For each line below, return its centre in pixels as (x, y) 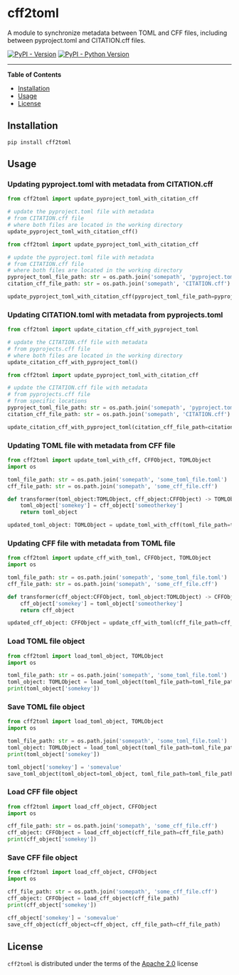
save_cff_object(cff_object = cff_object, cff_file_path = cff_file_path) (114, 925)
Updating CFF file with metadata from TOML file (91, 543)
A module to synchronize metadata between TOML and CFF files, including (117, 33)
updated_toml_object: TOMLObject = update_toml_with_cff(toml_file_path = (119, 525)
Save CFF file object (43, 858)
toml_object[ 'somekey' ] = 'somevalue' (65, 767)
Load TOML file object (46, 641)
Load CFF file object (43, 792)
